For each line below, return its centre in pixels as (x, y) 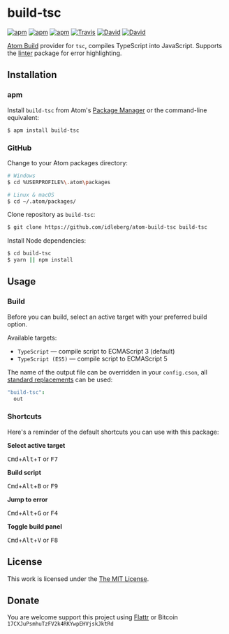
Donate (23, 600)
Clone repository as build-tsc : (51, 215)
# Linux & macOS (31, 195)
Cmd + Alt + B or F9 (32, 485)
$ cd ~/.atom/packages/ (42, 201)
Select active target (36, 445)
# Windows (22, 176)
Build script (24, 472)
